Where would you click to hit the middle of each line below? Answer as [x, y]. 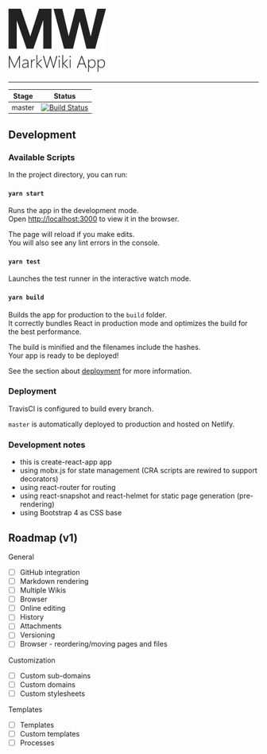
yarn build [26, 297]
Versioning [37, 635]
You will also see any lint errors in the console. [84, 243]
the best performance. [45, 332]
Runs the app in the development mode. [74, 211]
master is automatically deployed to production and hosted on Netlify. [122, 424]
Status [65, 95]
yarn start [26, 193]
